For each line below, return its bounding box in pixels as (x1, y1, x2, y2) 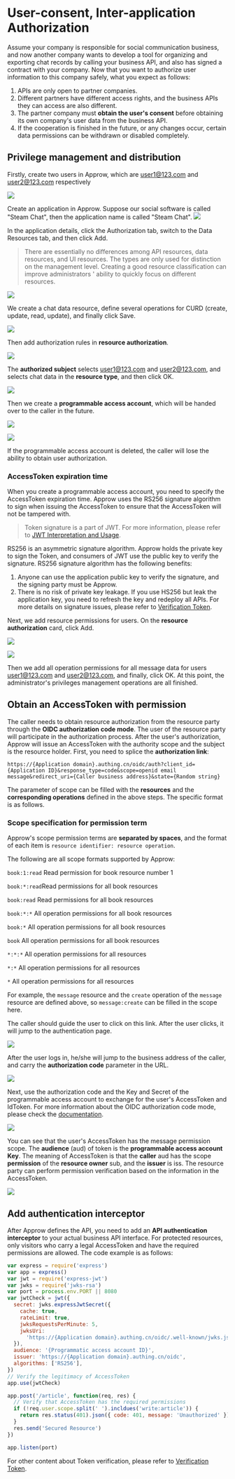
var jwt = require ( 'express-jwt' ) (7, 1275, 108, 1282)
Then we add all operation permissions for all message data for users (7, 664, 207, 672)
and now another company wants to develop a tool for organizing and (7, 51, 208, 59)
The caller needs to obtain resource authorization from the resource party (7, 717, 220, 725)
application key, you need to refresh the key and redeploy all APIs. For (17, 595, 220, 604)
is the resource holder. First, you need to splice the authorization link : (7, 747, 210, 756)
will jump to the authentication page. (7, 1026, 113, 1036)
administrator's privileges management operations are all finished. (7, 678, 198, 687)
